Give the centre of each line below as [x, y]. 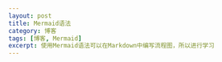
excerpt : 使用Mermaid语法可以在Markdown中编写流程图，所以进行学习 [111, 46]
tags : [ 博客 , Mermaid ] [45, 38]
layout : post [30, 16]
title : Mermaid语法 [40, 23]
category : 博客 [33, 31]
